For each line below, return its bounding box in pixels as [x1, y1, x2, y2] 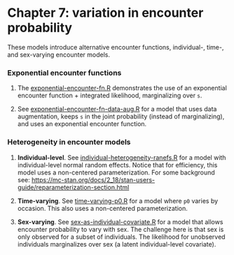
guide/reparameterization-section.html [17, 183, 130, 191]
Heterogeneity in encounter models [7, 137, 131, 147]
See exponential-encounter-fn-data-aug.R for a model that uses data [17, 105, 217, 113]
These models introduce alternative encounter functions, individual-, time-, [7, 43, 224, 51]
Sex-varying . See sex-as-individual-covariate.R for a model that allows [17, 217, 223, 226]
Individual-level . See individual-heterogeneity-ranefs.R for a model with [17, 153, 226, 162]
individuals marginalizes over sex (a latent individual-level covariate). [17, 240, 216, 248]
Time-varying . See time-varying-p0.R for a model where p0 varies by [17, 196, 219, 205]
